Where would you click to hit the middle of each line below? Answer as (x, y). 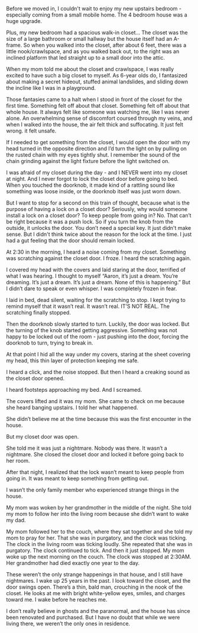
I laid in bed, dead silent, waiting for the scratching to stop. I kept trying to (96, 300)
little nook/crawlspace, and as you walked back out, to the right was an (93, 51)
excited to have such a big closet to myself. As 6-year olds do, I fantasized (97, 75)
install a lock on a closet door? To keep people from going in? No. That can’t (99, 215)
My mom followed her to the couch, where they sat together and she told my (99, 532)
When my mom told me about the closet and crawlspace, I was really (90, 69)
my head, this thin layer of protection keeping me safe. (72, 361)
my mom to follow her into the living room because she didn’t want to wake (98, 514)
